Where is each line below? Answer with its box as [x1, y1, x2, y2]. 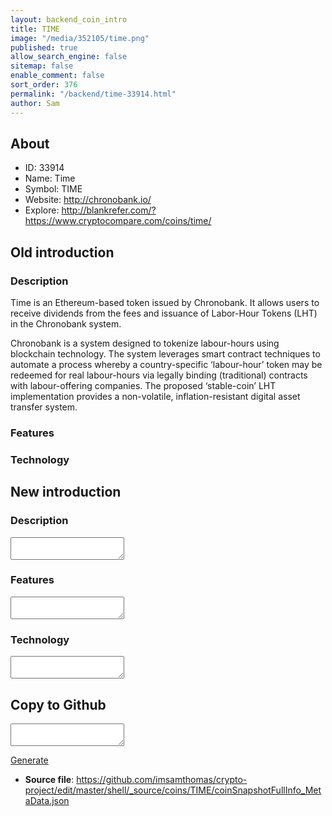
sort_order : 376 [10, 80, 78, 90]
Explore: [24, 204, 60, 216]
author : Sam [10, 98, 60, 108]
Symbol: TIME [24, 183, 83, 195]
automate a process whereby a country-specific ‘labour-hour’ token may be [10, 359, 323, 370]
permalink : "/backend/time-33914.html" [10, 89, 177, 99]
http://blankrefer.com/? [61, 204, 157, 216]
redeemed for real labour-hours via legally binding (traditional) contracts [10, 369, 308, 381]
